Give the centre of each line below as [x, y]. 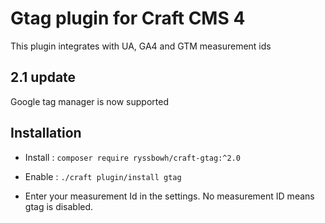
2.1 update [43, 77]
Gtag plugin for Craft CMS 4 [128, 18]
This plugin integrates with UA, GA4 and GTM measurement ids [141, 46]
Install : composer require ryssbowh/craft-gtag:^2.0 [132, 157]
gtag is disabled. [59, 206]
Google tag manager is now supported [89, 101]
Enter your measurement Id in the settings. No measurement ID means [169, 196]
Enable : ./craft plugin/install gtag [103, 176]
